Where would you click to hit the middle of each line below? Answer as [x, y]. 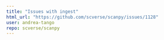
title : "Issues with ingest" [42, 11]
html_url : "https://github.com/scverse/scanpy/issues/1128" [83, 17]
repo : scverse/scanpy [33, 28]
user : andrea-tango [30, 22]
